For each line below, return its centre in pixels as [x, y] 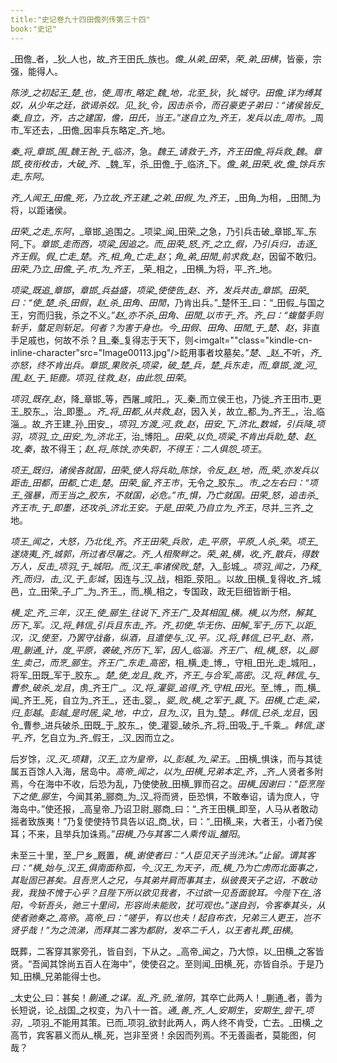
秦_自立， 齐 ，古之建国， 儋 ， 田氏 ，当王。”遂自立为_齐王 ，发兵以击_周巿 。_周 [167, 117]
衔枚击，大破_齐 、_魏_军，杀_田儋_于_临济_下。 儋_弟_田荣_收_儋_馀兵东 [178, 163]
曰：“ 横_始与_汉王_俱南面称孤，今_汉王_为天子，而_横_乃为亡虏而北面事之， [166, 867]
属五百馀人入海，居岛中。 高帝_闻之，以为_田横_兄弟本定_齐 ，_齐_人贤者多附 [167, 771]
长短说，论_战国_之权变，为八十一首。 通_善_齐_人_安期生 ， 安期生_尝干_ [158, 1010]
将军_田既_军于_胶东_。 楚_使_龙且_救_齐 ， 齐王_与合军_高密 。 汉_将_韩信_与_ [165, 675]
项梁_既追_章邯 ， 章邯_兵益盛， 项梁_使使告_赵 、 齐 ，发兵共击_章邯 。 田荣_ [160, 290]
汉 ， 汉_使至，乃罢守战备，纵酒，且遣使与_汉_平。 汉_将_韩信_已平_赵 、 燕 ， [164, 637]
